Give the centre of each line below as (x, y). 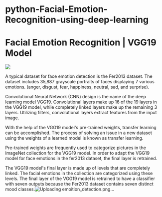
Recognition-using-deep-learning (77, 20)
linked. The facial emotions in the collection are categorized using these (79, 174)
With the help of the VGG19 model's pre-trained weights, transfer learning (81, 128)
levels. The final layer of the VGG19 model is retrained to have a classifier (80, 179)
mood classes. (20, 189)
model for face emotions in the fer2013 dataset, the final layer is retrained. (81, 159)
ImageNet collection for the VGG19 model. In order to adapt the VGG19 (78, 153)
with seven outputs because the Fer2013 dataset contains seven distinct (79, 184)
